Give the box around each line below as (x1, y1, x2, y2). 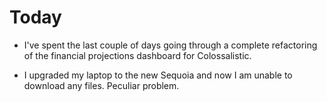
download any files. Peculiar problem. (23, 79, 180, 91)
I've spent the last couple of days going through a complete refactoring (23, 39, 318, 51)
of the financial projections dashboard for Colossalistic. (23, 49, 252, 61)
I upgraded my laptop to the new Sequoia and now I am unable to (23, 69, 293, 81)
